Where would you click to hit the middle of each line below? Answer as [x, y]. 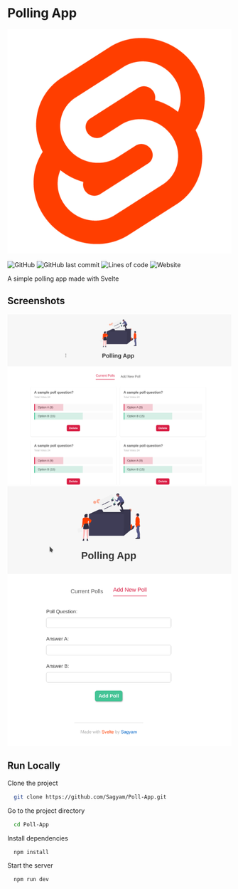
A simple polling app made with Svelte [63, 279]
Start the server [30, 865]
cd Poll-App [32, 824]
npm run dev [32, 880]
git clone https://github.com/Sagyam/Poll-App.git [90, 797]
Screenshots [36, 301]
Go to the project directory [46, 811]
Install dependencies [38, 838]
